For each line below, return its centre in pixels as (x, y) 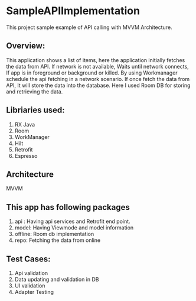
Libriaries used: (35, 110)
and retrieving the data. (35, 91)
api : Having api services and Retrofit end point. (73, 221)
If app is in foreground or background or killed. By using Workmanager (92, 73)
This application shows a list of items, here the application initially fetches (96, 60)
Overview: (26, 46)
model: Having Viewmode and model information (74, 228)
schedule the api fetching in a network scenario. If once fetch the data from (98, 79)
